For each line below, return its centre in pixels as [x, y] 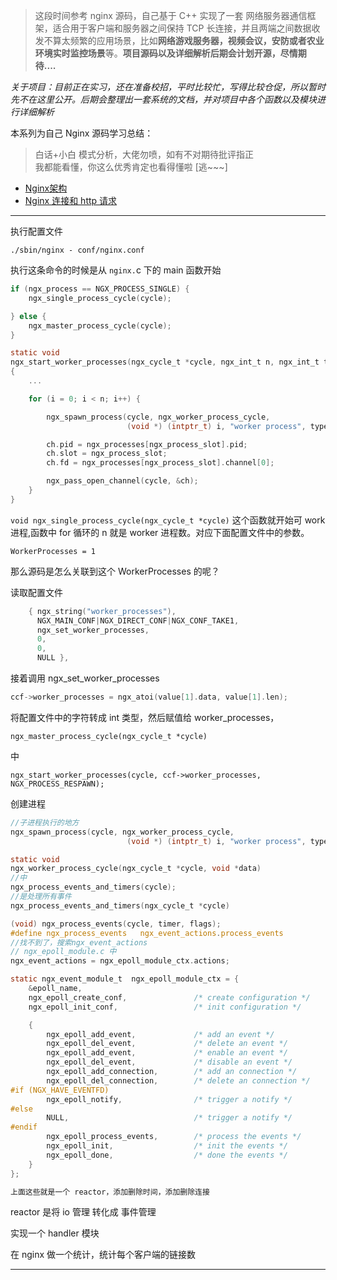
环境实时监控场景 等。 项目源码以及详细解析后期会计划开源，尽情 [166, 53]
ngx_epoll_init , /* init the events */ [167, 1146]
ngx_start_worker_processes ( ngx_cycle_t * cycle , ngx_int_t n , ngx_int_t [165, 362]
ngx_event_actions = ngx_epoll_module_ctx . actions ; [120, 961]
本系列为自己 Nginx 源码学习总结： [82, 133]
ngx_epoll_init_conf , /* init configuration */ [165, 1007]
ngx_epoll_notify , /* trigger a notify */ [169, 1099]
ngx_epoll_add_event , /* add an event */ [160, 1034]
